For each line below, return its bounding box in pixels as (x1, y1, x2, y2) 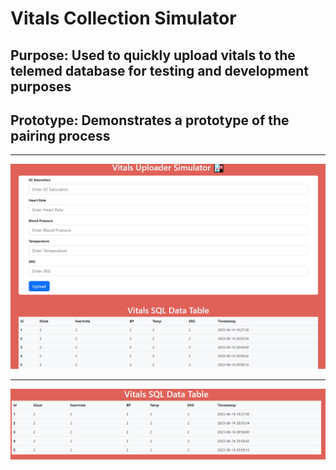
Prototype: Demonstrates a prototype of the (10, 112, 290, 129)
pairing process (10, 127, 111, 144)
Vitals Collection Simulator (10, 7, 237, 30)
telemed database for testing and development (10, 62, 309, 79)
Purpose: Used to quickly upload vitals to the (10, 47, 296, 64)
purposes (10, 78, 72, 95)
